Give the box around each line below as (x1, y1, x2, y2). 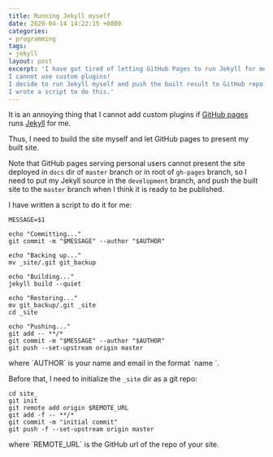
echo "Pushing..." (8, 323, 71, 331)
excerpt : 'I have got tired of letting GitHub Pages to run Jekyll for (8, 65, 256, 73)
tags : (8, 42, 27, 50)
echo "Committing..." (8, 230, 82, 238)
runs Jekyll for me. (8, 119, 71, 128)
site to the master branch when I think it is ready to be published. (8, 185, 225, 194)
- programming (8, 34, 57, 43)
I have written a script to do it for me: (8, 200, 132, 210)
